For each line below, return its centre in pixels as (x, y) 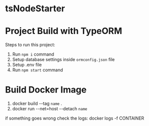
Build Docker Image (46, 90)
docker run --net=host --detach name (50, 109)
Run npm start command (37, 70)
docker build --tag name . (37, 103)
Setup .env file (27, 65)
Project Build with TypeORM (64, 31)
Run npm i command (33, 54)
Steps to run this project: (30, 45)
